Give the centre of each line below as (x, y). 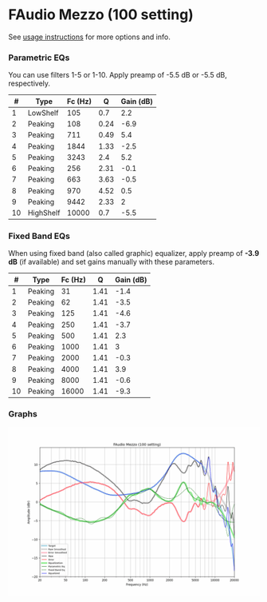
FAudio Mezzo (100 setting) (101, 15)
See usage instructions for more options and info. (90, 37)
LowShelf (43, 113)
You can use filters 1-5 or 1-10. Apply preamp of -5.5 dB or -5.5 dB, (118, 75)
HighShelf (44, 213)
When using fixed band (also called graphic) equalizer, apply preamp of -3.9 (134, 253)
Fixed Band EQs (39, 236)
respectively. (29, 84)
